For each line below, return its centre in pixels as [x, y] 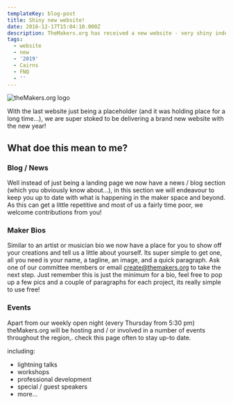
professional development [54, 379]
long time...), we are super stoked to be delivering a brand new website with [115, 119]
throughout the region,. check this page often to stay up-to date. [99, 337]
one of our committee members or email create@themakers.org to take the [114, 267]
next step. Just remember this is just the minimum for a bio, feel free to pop [115, 275]
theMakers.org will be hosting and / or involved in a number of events [106, 330]
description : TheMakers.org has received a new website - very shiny [110, 33]
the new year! [27, 126]
